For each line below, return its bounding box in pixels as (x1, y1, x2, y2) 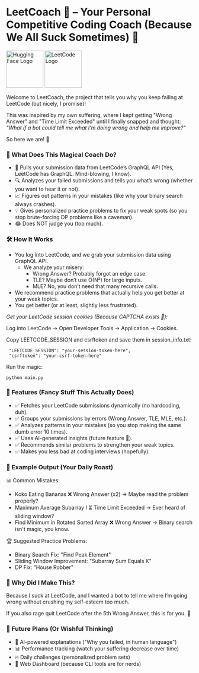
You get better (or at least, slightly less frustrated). (14, 301, 138, 308)
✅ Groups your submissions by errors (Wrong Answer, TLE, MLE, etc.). (14, 415, 188, 422)
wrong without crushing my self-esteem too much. (6, 598, 130, 605)
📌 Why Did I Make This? (6, 579, 75, 587)
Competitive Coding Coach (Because (6, 18, 192, 31)
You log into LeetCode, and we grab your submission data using (14, 251, 171, 258)
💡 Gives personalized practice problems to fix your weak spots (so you (14, 207, 188, 214)
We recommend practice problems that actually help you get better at (14, 289, 185, 296)
